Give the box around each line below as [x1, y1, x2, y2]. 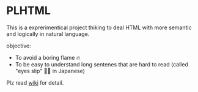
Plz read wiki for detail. [6, 79, 64, 86]
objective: [6, 42, 32, 49]
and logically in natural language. [6, 30, 90, 37]
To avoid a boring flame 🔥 [15, 54, 81, 61]
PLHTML [6, 4, 51, 18]
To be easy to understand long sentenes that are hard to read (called [15, 60, 188, 68]
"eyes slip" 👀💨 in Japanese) [15, 67, 86, 74]
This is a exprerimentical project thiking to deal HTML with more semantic [6, 24, 192, 31]
